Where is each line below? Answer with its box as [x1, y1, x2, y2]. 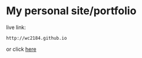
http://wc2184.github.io [6, 35, 67, 41]
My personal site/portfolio [6, 4, 137, 18]
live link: [6, 24, 27, 31]
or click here [6, 46, 37, 53]
